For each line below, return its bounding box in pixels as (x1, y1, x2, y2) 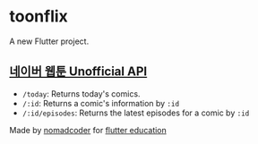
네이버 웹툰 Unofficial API (9, 64, 148, 80)
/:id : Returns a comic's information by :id (21, 97, 180, 108)
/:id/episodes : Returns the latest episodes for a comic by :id (21, 107, 250, 118)
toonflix (9, 6, 69, 27)
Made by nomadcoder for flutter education (9, 124, 168, 135)
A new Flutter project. (9, 36, 90, 47)
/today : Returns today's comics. (21, 88, 141, 99)
